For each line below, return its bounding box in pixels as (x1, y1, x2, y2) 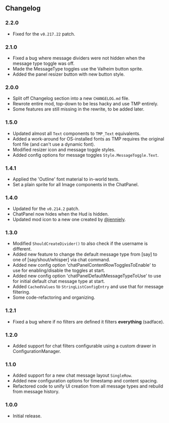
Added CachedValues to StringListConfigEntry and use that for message (12, 284, 164, 290)
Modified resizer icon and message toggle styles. (12, 147, 115, 153)
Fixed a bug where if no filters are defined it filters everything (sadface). (12, 319, 164, 325)
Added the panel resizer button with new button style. (12, 71, 125, 77)
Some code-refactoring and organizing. (12, 294, 95, 301)
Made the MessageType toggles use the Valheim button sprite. (12, 65, 143, 72)
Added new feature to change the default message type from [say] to (12, 251, 158, 258)
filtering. (12, 289, 30, 295)
